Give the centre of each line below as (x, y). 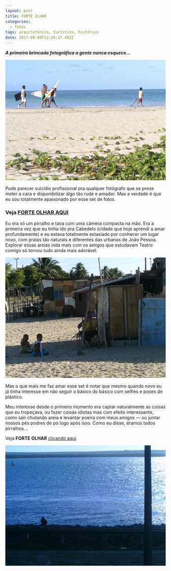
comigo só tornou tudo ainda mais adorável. (51, 251)
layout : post (19, 11)
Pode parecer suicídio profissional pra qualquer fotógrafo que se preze (80, 188)
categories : (18, 21)
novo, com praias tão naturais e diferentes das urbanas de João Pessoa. (81, 240)
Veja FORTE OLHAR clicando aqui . (41, 439)
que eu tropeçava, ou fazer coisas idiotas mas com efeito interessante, (80, 412)
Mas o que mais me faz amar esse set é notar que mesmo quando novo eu (83, 386)
